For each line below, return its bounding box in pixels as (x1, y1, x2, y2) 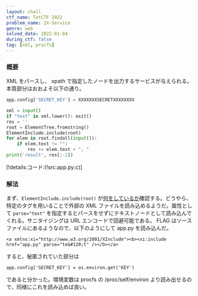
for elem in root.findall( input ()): (6, 135, 97, 141)
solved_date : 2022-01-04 (6, 31, 68, 37)
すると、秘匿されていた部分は (6, 253, 79, 260)
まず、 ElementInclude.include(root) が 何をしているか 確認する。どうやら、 (6, 195, 192, 202)
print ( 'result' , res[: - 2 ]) (6, 152, 73, 158)
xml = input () (6, 108, 42, 114)
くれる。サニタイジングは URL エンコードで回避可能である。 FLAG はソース (6, 217, 193, 224)
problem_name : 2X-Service (6, 20, 70, 26)
